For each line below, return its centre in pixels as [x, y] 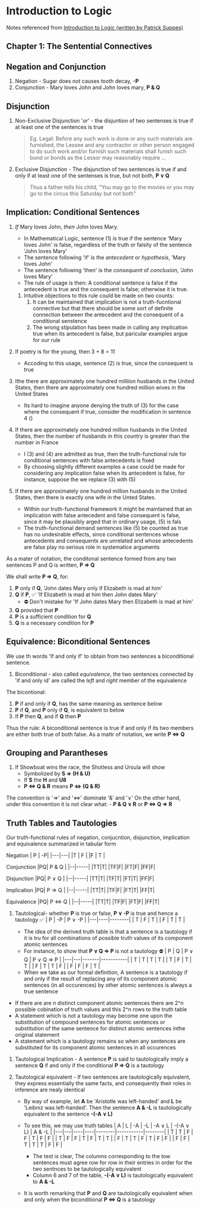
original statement [37, 1035]
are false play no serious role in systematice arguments [92, 547]
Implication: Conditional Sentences [73, 213]
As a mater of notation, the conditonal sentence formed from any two [91, 558]
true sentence [41, 991]
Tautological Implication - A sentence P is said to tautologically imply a [101, 1059]
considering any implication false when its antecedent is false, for [104, 473]
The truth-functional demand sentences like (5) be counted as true [106, 528]
